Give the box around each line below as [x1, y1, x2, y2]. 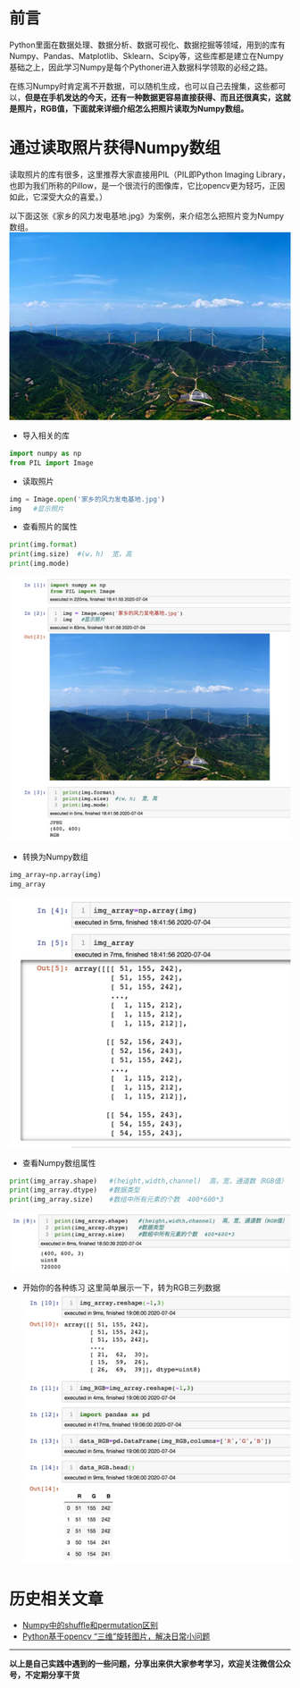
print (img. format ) [9, 540, 78, 550]
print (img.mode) [9, 560, 70, 569]
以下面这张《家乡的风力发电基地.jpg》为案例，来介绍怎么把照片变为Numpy [9, 210, 284, 221]
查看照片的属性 [21, 521, 78, 532]
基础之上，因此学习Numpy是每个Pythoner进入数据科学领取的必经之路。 [9, 62, 273, 72]
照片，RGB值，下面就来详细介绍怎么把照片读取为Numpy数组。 [16, 103, 249, 114]
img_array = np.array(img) [9, 870, 102, 879]
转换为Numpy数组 [21, 851, 89, 862]
